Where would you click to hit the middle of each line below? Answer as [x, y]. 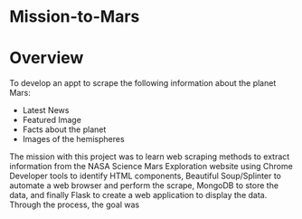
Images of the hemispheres [73, 139]
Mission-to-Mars [75, 17]
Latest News [46, 110]
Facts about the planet [64, 129]
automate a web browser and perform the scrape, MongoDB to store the [144, 186]
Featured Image [52, 120]
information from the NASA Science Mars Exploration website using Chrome [151, 167]
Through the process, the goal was [75, 205]
